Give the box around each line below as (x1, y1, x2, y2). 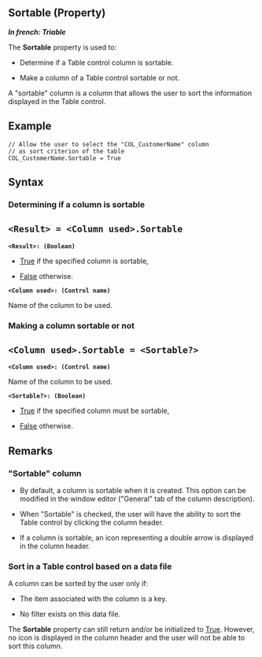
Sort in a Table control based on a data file (8, 561, 172, 572)
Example (8, 120, 52, 133)
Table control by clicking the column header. (19, 518, 164, 527)
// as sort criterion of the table (8, 147, 125, 155)
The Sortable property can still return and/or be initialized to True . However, (8, 625, 255, 634)
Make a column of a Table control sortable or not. (19, 72, 180, 82)
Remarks (8, 444, 54, 458)
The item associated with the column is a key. (19, 594, 168, 603)
